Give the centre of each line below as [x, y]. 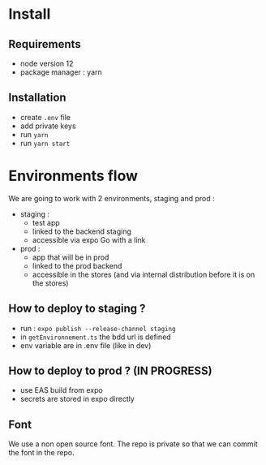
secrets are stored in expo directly [77, 399]
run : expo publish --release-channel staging [98, 328]
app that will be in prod [71, 257]
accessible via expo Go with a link [89, 239]
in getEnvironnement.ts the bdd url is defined [96, 337]
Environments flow [73, 176]
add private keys [48, 126]
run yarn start [45, 143]
